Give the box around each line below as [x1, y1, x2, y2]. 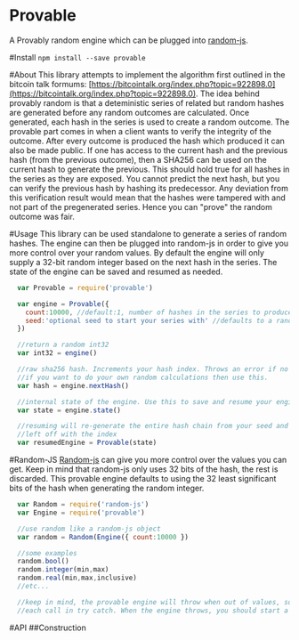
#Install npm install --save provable [9, 52, 146, 62]
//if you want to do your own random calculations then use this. [17, 373, 269, 382]
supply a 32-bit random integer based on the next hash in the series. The [9, 256, 278, 267]
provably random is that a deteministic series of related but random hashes [9, 97, 285, 108]
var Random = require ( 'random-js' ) [17, 500, 149, 509]
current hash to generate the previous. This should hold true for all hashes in [9, 164, 290, 174]
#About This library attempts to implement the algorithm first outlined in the [9, 69, 286, 80]
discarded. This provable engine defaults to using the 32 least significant [9, 474, 277, 484]
